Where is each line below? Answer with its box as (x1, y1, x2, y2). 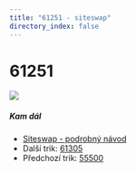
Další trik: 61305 (22, 143, 83, 154)
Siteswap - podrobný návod (22, 133, 127, 145)
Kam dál (9, 110, 42, 122)
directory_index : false (9, 22, 100, 31)
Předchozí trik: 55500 (22, 153, 104, 164)
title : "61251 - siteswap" (9, 13, 112, 23)
